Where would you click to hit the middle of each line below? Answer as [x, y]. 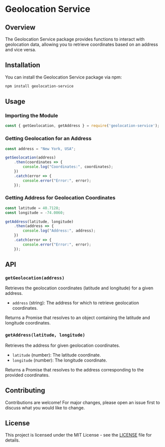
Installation [23, 65]
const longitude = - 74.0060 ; [35, 213]
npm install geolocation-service [39, 86]
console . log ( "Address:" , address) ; [59, 231]
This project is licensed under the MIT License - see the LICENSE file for [78, 435]
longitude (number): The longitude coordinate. [60, 360]
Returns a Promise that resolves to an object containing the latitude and [78, 318]
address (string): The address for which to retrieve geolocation [76, 303]
